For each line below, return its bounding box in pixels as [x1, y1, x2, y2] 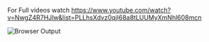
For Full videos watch [7, 6, 70, 14]
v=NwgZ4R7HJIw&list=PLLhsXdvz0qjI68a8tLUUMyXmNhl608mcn [7, 13, 202, 22]
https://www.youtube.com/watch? [70, 6, 171, 14]
